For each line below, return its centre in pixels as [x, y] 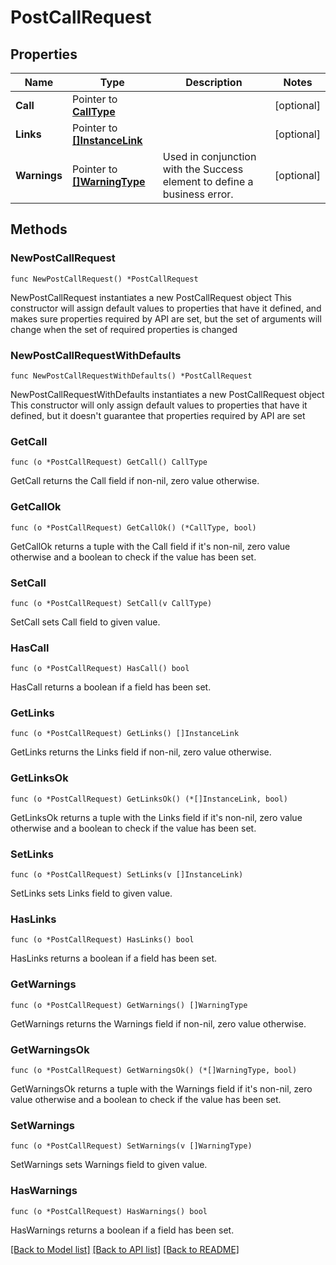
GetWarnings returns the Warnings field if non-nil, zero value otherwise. [158, 1023]
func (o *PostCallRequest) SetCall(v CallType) [111, 603]
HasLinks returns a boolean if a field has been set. [113, 958]
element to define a [208, 181]
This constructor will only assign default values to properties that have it [159, 405]
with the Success [203, 169]
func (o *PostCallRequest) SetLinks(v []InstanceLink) [127, 875]
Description [214, 82]
